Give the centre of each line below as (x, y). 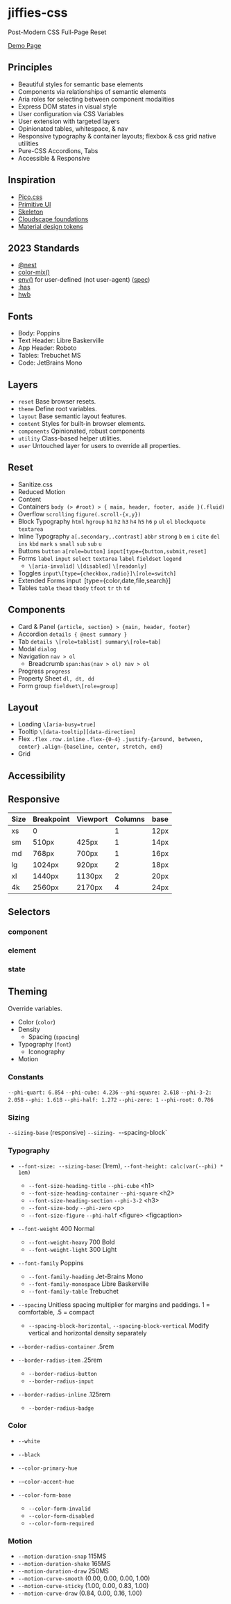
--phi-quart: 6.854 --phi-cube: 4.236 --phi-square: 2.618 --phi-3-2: (110, 1093)
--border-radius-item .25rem (60, 1360)
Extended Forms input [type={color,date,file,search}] (94, 580)
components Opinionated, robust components (81, 431)
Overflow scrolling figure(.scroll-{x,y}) (79, 514)
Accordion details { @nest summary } (72, 634)
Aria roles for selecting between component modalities (96, 99)
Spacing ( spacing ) (54, 1037)
